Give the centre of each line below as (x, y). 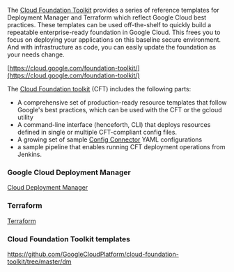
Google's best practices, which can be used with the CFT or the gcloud (119, 110)
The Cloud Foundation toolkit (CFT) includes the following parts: (99, 89)
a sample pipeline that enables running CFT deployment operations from (121, 147)
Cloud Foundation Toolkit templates (69, 239)
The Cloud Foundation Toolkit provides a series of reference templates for (113, 10)
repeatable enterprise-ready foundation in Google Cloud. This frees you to (114, 32)
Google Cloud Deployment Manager (69, 172)
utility (25, 117)
